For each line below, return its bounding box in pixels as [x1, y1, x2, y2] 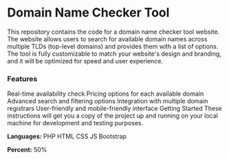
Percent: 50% [7, 146, 47, 154]
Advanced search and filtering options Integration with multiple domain [7, 97, 208, 105]
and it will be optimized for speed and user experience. [7, 56, 164, 65]
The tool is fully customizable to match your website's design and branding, [7, 50, 222, 58]
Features [7, 74, 38, 83]
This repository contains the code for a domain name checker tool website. [7, 28, 220, 36]
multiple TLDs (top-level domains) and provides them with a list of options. [7, 42, 219, 50]
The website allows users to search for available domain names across [7, 34, 208, 43]
